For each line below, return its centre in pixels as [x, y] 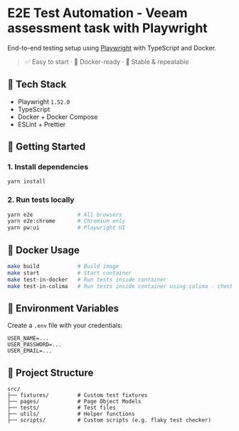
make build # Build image [63, 267]
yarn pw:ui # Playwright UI [67, 228]
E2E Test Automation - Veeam [97, 13]
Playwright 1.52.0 [44, 102]
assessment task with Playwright [107, 28]
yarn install [27, 182]
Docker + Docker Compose [58, 117]
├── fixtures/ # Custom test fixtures [78, 395]
